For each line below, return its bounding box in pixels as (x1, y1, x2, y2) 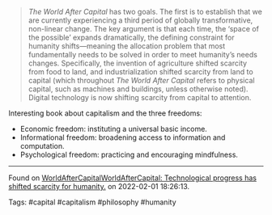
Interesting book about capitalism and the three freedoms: (8, 108, 202, 118)
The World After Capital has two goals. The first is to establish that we (28, 7, 263, 16)
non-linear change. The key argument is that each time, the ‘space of (28, 24, 259, 33)
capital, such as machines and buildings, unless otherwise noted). (28, 84, 249, 94)
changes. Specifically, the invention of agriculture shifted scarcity (28, 58, 248, 68)
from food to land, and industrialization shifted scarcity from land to (28, 67, 253, 76)
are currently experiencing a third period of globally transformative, (28, 15, 253, 25)
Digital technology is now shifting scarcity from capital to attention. (28, 93, 252, 102)
